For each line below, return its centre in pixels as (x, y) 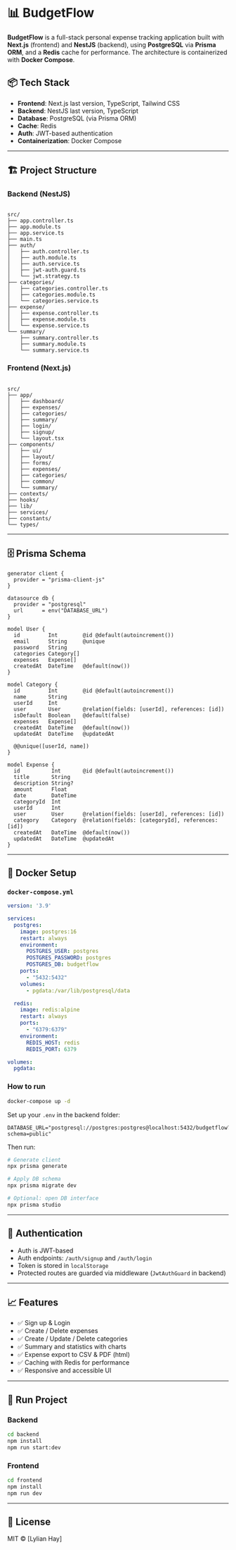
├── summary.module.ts (53, 344)
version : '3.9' (29, 906)
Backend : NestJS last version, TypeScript (78, 111)
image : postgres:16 (48, 931)
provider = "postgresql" (50, 604)
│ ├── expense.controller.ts (53, 314)
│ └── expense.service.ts (48, 326)
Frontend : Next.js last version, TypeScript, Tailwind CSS (99, 103)
